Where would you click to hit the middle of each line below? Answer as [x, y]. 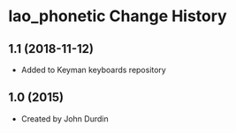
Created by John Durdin [65, 118]
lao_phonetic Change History [118, 16]
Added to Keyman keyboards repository [94, 70]
